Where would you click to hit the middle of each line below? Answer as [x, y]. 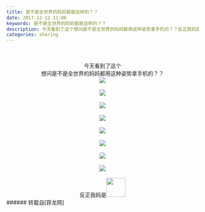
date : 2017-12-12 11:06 [37, 18]
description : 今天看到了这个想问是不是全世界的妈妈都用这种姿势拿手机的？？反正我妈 [101, 29]
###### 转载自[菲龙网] [35, 203]
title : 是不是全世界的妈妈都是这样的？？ [52, 12]
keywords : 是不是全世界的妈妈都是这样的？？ [56, 23]
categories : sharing [33, 35]
